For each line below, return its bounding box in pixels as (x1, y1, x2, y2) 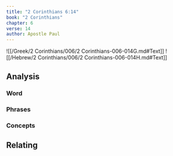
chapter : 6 (6, 20, 34, 26)
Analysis (6, 71, 40, 82)
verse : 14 (6, 25, 31, 32)
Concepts (6, 121, 36, 130)
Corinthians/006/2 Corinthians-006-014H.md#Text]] (38, 54, 168, 61)
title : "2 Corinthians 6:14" (6, 8, 79, 15)
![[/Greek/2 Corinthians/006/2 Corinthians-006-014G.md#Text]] (6, 47, 165, 55)
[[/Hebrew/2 (6, 54, 37, 61)
